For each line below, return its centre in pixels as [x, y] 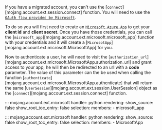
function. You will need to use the [117, 12]
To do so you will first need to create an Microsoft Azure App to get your [77, 27]
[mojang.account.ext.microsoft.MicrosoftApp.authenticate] [64, 83]
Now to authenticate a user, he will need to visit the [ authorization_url [76, 57]
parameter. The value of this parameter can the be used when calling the [78, 72]
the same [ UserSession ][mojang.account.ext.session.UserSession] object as [81, 88]
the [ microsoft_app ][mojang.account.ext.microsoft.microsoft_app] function [80, 37]
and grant [142, 62]
